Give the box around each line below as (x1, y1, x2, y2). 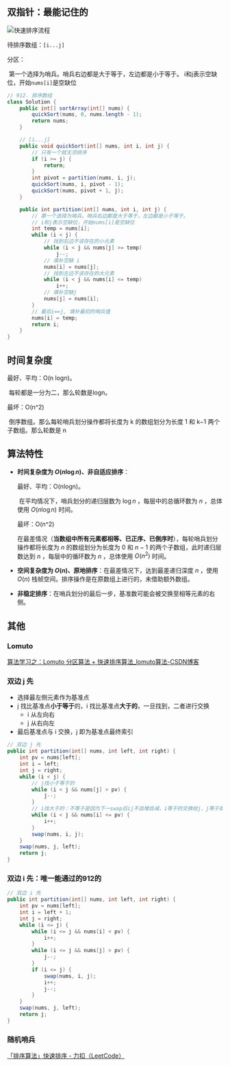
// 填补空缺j (43, 289, 77, 296)
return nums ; (31, 117, 69, 125)
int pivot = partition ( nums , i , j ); (31, 174, 136, 182)
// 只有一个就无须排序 (31, 149, 87, 156)
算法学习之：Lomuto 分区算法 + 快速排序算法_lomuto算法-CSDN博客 (7, 658, 200, 666)
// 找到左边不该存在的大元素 (43, 270, 115, 276)
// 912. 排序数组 (7, 92, 53, 99)
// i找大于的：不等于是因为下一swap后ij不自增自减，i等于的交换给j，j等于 (31, 805, 220, 812)
